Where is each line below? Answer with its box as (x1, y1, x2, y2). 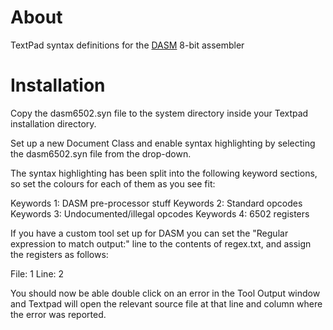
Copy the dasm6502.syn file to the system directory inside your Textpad (10, 107, 309, 119)
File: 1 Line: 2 (10, 267, 65, 280)
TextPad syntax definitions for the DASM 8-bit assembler (10, 39, 245, 51)
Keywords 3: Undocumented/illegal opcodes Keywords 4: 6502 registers (10, 207, 310, 220)
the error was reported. (10, 308, 107, 320)
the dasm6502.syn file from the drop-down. (10, 147, 192, 160)
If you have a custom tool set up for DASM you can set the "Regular (10, 227, 289, 239)
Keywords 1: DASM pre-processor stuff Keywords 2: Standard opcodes (10, 197, 303, 209)
